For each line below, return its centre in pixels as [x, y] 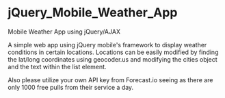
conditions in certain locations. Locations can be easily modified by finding [113, 52]
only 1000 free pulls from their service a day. [71, 87]
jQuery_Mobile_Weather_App [93, 13]
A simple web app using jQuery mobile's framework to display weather [107, 45]
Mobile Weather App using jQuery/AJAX [64, 32]
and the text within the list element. [57, 66]
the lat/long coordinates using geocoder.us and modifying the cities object [112, 59]
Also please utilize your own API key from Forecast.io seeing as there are [110, 79]
